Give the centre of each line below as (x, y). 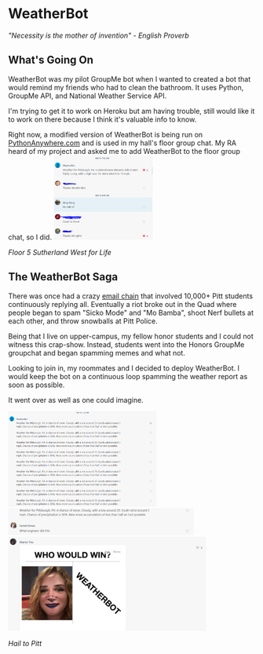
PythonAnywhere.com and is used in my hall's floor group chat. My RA (122, 143)
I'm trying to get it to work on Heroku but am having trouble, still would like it (131, 111)
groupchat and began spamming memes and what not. (97, 353)
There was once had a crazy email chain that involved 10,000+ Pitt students (131, 296)
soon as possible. (37, 385)
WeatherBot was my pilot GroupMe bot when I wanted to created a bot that (130, 79)
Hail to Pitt (25, 644)
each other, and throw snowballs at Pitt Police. (83, 321)
